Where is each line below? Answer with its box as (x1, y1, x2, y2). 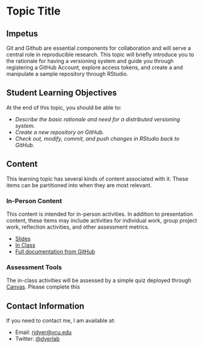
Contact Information (6, 301, 85, 311)
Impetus (6, 28, 38, 39)
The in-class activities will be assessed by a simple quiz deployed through (6, 277, 191, 284)
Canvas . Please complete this (6, 283, 81, 290)
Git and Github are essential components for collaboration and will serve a (6, 44, 191, 52)
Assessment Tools (6, 263, 62, 271)
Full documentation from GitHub (15, 247, 96, 255)
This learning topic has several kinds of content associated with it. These (6, 175, 189, 182)
